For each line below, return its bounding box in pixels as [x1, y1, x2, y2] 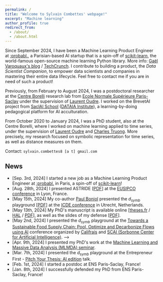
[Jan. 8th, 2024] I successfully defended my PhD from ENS [12, 266, 131, 272]
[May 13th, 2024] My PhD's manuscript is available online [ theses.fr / [12, 207, 150, 213]
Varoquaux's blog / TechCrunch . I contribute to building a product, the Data [5, 63, 156, 69]
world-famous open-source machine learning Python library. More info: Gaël [5, 58, 158, 64]
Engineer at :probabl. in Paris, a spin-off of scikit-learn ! [12, 180, 122, 186]
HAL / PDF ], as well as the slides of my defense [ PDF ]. [12, 212, 121, 218]
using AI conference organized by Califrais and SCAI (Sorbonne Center [12, 229, 154, 235]
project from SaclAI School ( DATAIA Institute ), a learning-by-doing [5, 103, 137, 109]
